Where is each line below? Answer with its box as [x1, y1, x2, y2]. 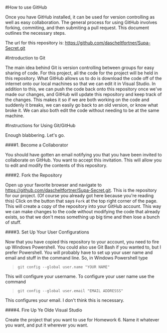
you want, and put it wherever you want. [5, 322, 89, 328]
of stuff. [5, 219, 22, 225]
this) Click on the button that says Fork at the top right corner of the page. [5, 198, 158, 204]
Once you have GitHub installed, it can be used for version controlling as [5, 14, 155, 20]
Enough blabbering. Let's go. [5, 132, 65, 138]
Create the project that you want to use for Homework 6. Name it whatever [5, 317, 159, 322]
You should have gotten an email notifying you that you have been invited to [5, 152, 162, 157]
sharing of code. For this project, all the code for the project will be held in [5, 70, 158, 76]
